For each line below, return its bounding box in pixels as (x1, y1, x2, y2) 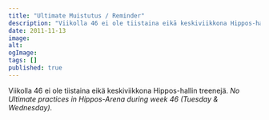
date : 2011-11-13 (8, 26, 66, 34)
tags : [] (8, 57, 38, 65)
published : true (8, 64, 62, 72)
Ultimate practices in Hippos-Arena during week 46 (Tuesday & (8, 94, 219, 104)
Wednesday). (8, 102, 53, 112)
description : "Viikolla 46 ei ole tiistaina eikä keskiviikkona (8, 19, 227, 27)
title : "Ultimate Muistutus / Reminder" (8, 11, 146, 20)
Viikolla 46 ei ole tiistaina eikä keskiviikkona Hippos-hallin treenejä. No (8, 86, 240, 95)
